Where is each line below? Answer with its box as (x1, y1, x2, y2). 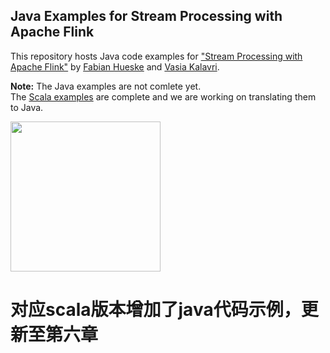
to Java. (10, 101, 44, 113)
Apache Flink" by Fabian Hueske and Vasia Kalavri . (10, 60, 220, 73)
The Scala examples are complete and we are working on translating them (10, 90, 317, 103)
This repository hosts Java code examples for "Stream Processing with (10, 50, 303, 62)
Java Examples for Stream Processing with (10, 8, 283, 25)
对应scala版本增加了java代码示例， (10, 299, 302, 321)
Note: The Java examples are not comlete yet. (10, 80, 202, 92)
